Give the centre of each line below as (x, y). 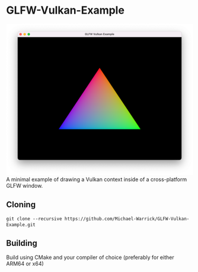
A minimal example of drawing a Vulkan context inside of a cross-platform (97, 179)
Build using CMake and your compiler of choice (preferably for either (90, 257)
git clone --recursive (34, 219)
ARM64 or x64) (25, 264)
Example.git (21, 225)
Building (22, 243)
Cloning (21, 205)
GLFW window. (25, 186)
